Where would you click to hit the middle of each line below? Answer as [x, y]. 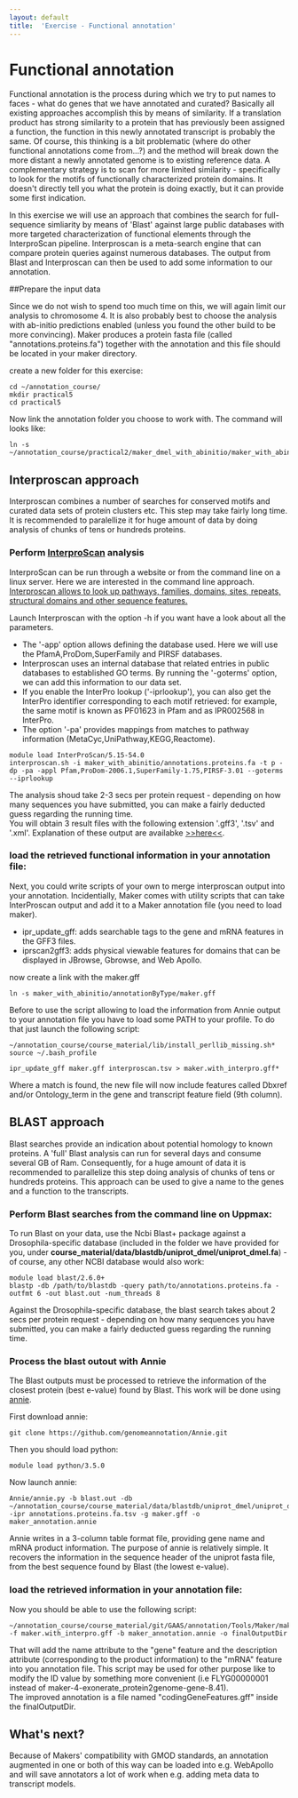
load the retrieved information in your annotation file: [126, 1590]
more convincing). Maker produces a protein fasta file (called [121, 335]
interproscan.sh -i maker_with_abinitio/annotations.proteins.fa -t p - [146, 763]
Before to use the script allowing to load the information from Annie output [145, 1010]
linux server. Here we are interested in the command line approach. [132, 581]
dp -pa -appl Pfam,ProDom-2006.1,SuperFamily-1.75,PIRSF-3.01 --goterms [146, 771]
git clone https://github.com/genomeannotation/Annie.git [118, 1433]
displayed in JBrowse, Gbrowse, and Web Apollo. [112, 960]
